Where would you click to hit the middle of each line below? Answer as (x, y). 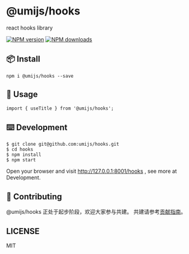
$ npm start (21, 160)
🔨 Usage (22, 94)
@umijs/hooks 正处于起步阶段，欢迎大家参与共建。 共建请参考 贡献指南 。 (96, 212)
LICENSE (23, 231)
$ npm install (24, 155)
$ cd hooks (20, 150)
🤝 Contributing (34, 197)
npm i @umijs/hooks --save (40, 76)
